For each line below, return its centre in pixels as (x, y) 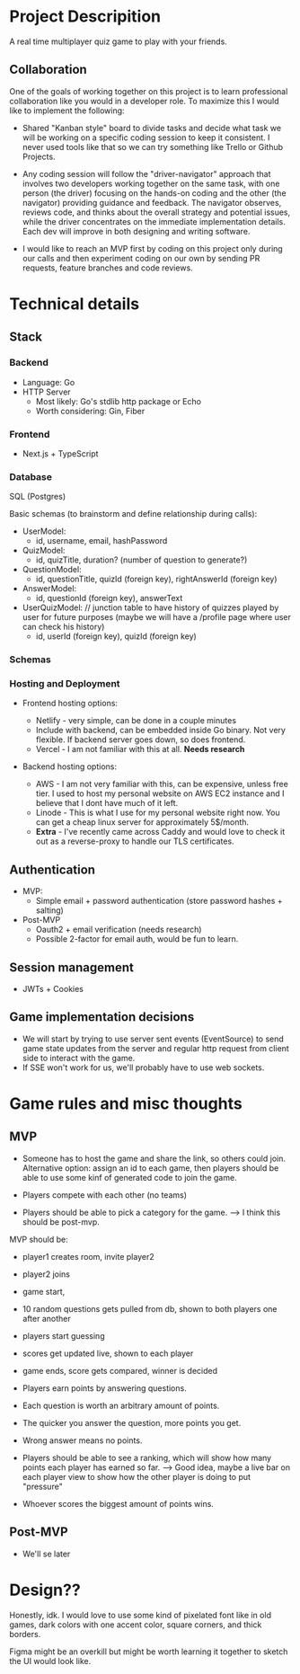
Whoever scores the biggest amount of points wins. (118, 1503)
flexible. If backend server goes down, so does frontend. (141, 740)
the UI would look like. (50, 1661)
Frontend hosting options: (70, 704)
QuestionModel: (52, 570)
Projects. (39, 156)
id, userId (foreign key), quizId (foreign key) (116, 636)
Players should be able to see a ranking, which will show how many (147, 1457)
